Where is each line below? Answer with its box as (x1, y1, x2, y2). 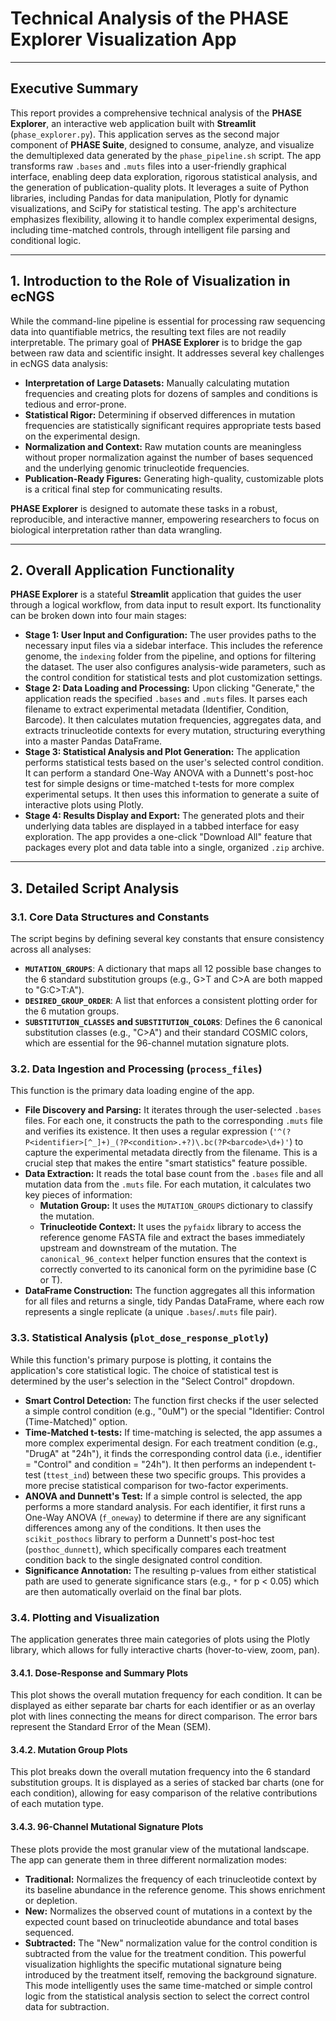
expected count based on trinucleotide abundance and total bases (24, 1915, 299, 1927)
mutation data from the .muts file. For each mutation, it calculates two (24, 1178, 312, 1191)
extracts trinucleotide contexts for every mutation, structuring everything (24, 725, 326, 737)
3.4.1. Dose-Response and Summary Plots (10, 1667, 189, 1679)
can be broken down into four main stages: (10, 610, 187, 622)
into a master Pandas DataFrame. (24, 735, 163, 747)
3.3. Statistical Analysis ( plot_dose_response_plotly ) (10, 1331, 269, 1345)
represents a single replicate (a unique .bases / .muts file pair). (24, 1306, 278, 1318)
